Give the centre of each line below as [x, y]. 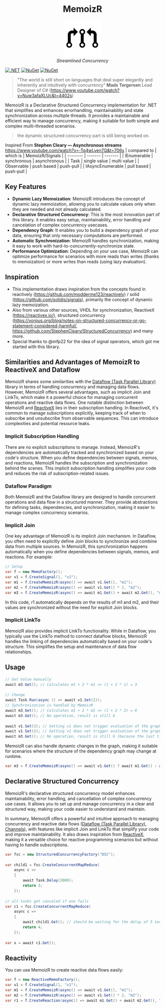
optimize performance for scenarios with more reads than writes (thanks [85, 256]
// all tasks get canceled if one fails [47, 901]
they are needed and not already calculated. [57, 209]
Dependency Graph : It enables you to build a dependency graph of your [85, 230]
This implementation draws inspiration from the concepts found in [79, 289]
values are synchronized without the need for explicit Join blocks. [72, 607]
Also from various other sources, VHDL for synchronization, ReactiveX [83, 310]
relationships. [19, 651]
